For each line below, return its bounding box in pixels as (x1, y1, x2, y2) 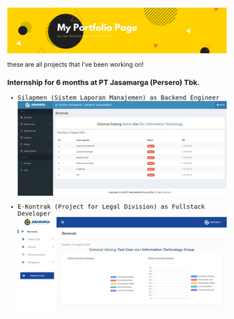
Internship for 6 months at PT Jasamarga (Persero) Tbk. (7, 78, 201, 88)
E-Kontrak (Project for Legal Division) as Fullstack (17, 203, 205, 211)
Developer (17, 210, 51, 218)
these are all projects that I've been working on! (7, 60, 144, 69)
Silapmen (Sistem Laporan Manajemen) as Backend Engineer (17, 93, 220, 101)
